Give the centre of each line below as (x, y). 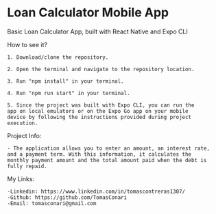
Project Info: (24, 135)
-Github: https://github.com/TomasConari (67, 197)
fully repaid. (27, 166)
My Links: (21, 178)
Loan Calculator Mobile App (88, 13)
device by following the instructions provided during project (99, 117)
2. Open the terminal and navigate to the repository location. (101, 69)
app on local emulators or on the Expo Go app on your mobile (98, 111)
